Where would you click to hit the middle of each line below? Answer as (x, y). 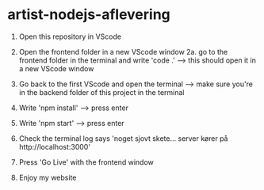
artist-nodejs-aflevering (89, 15)
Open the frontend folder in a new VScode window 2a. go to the (123, 51)
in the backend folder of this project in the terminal (101, 92)
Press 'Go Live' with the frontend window (86, 162)
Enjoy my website (48, 177)
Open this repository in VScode (70, 36)
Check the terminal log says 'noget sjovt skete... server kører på (123, 138)
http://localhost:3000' (55, 146)
